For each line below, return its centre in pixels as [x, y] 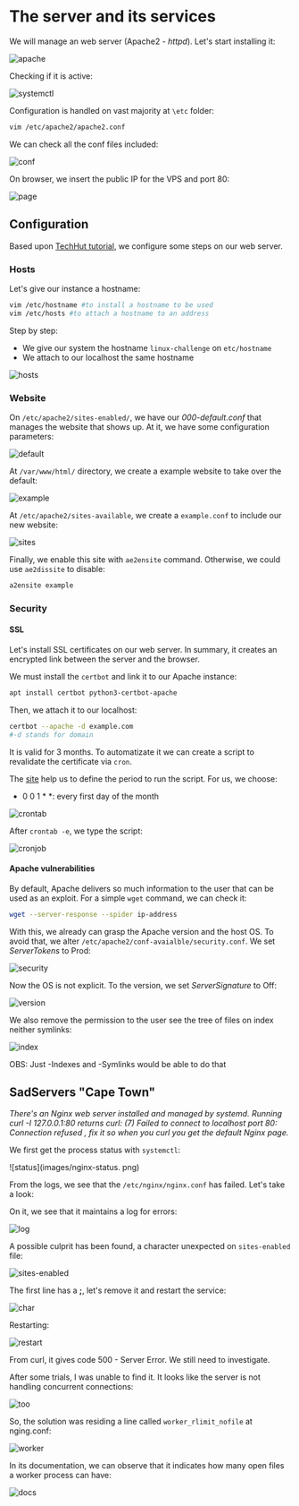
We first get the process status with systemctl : [95, 1150]
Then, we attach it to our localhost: [73, 710]
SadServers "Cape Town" [83, 1093]
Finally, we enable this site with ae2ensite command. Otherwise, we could [145, 559]
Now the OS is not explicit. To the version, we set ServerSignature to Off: [143, 985]
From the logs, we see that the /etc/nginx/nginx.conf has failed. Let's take [147, 1185]
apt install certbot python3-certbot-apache [93, 693]
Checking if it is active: [51, 76]
